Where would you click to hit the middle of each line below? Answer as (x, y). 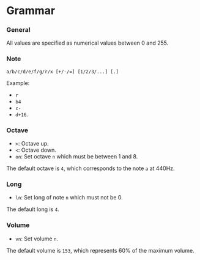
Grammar (31, 11)
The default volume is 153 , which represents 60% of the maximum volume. (100, 250)
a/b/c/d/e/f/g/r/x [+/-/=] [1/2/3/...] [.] (63, 72)
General (18, 30)
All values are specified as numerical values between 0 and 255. (87, 43)
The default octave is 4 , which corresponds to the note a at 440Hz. (91, 168)
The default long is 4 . (33, 209)
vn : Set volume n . (36, 239)
